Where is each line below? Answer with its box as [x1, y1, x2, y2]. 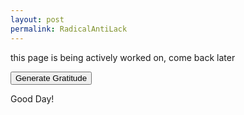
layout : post [10, 14, 65, 25]
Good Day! [10, 92, 55, 105]
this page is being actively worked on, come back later [10, 51, 236, 63]
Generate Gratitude [15, 72, 88, 83]
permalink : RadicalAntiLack [10, 24, 128, 34]
